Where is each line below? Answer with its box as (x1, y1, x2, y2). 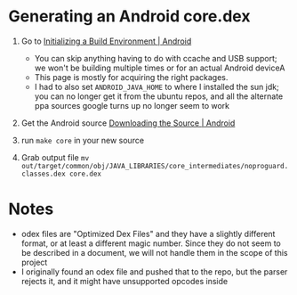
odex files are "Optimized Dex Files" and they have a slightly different (20, 228, 276, 239)
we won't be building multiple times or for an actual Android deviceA (34, 62, 285, 73)
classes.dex (20, 169, 66, 178)
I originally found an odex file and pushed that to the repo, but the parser (20, 266, 288, 277)
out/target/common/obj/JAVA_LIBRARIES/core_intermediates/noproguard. (20, 161, 289, 170)
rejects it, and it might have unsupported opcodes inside (20, 275, 229, 286)
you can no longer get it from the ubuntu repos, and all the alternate (34, 91, 284, 102)
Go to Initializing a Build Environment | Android (20, 36, 192, 46)
